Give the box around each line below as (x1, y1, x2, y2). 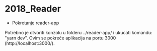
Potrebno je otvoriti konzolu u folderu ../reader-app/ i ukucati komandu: (5, 29, 152, 35)
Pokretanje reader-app (12, 20, 59, 26)
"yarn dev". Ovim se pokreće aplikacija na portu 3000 (5, 35, 116, 41)
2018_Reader (5, 3, 61, 15)
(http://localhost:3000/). (5, 40, 55, 46)
